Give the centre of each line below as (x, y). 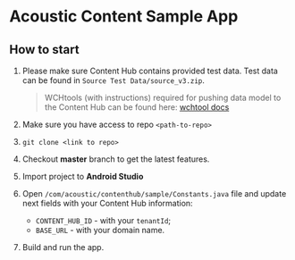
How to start (44, 50)
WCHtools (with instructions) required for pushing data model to (163, 97)
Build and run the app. (63, 247)
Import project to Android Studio (83, 176)
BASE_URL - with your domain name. (100, 230)
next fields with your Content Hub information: (108, 203)
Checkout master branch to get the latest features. (116, 159)
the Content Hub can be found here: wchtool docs (137, 107)
